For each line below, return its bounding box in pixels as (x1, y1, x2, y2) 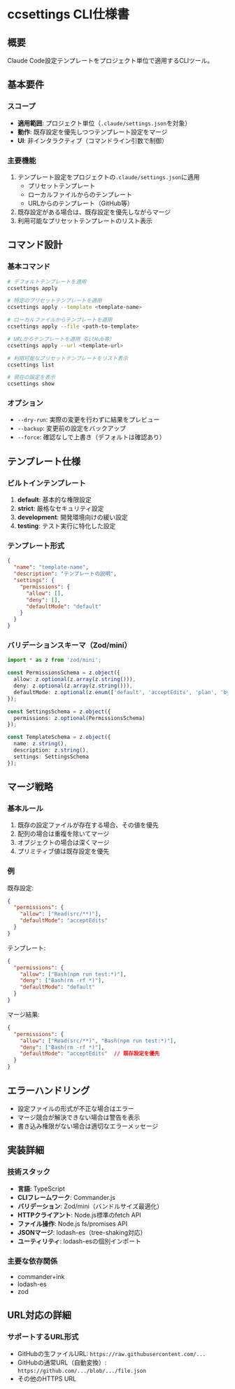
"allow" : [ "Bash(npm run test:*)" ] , (20, 971, 127, 978)
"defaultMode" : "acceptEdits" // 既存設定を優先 (20, 1050, 160, 1058)
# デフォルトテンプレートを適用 (7, 278, 87, 285)
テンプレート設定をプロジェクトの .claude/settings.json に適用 (17, 172, 200, 181)
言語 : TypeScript (17, 1184, 65, 1193)
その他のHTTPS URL (17, 1374, 77, 1383)
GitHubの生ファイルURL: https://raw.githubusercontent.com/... (17, 1349, 206, 1357)
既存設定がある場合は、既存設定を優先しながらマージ (17, 207, 171, 216)
